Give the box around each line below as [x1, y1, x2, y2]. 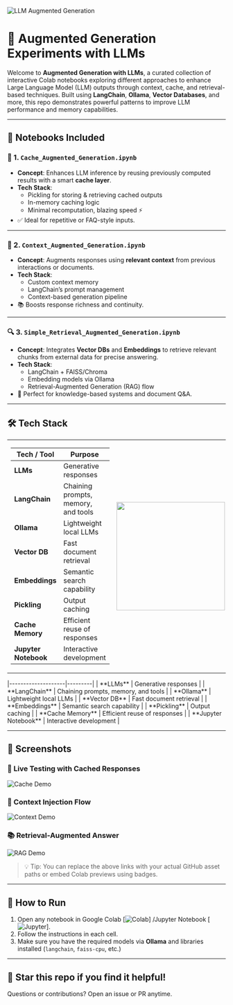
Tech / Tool [16, 449, 54, 459]
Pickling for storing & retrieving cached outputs [27, 191, 163, 199]
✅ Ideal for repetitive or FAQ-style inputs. [17, 216, 135, 224]
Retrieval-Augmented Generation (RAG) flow [27, 382, 155, 391]
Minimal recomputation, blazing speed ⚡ [27, 205, 144, 214]
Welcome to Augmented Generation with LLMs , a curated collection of [7, 68, 212, 76]
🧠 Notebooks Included [7, 132, 105, 144]
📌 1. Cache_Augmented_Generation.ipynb [7, 153, 137, 162]
